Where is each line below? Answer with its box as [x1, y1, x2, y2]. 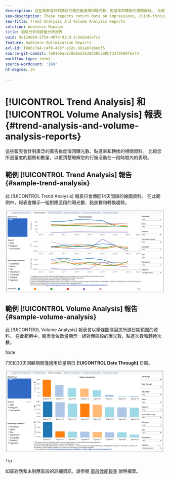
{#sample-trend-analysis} [5, 179, 90, 187]
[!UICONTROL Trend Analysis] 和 [5, 96, 146, 108]
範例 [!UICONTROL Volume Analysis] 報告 [5, 304, 138, 313]
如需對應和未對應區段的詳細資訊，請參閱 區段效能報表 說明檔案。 [5, 468, 141, 474]
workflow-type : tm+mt [5, 56, 51, 61]
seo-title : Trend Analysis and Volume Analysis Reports [5, 19, 125, 24]
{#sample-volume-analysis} [5, 312, 97, 321]
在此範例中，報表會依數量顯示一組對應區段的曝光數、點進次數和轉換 [15, 333, 157, 339]
